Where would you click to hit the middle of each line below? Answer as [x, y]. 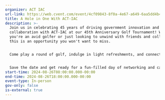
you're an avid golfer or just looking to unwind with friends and [80, 37]
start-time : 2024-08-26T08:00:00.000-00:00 [50, 72]
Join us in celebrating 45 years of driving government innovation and [84, 28]
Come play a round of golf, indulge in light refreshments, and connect [85, 54]
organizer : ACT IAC [25, 10]
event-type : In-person [28, 81]
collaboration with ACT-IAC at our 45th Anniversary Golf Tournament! [83, 32]
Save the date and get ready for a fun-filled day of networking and [82, 67]
